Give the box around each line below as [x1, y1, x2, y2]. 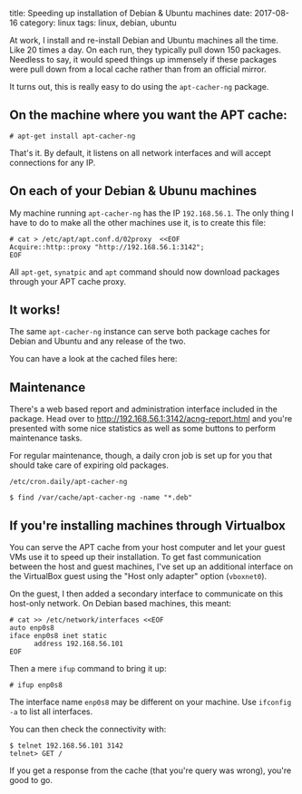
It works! [9, 303, 61, 318]
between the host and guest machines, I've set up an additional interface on [9, 561, 294, 572]
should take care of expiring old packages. [9, 460, 170, 470]
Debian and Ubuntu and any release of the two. [9, 335, 186, 347]
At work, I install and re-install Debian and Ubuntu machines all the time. [9, 35, 278, 45]
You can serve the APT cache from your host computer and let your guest [9, 542, 286, 553]
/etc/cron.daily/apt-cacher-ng [9, 478, 128, 487]
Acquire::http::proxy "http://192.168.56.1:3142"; [9, 242, 205, 252]
